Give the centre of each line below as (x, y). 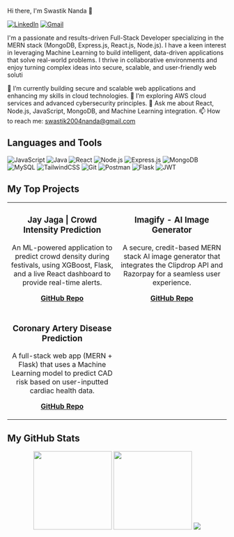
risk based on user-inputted (62, 382)
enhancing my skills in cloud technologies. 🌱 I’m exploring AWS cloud (107, 96)
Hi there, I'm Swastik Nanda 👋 (50, 11)
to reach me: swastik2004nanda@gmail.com (71, 121)
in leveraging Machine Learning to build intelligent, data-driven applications (116, 53)
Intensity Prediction (62, 229)
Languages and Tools (55, 143)
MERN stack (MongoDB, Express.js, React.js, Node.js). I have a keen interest (117, 45)
